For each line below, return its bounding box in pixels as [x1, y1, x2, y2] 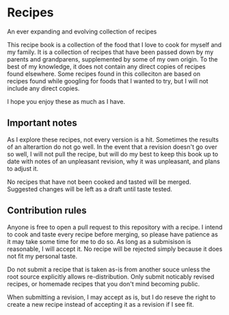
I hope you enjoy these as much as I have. [7, 97, 126, 105]
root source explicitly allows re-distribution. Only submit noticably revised [7, 272, 215, 281]
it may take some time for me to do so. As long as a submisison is [7, 237, 191, 245]
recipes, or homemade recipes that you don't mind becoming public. [7, 279, 200, 288]
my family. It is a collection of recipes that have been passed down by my [7, 48, 214, 56]
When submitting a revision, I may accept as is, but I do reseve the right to [7, 292, 216, 301]
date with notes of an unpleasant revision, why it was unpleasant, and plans [7, 157, 220, 165]
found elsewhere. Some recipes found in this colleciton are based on [7, 70, 201, 78]
